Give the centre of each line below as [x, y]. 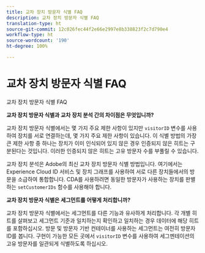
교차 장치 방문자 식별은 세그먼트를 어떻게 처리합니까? [68, 200]
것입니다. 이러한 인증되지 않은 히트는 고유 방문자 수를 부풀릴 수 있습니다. [113, 151]
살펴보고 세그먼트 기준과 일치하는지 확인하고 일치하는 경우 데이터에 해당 [102, 221]
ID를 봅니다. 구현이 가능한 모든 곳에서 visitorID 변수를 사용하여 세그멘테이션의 [100, 236]
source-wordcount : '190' [38, 40]
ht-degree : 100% [27, 47]
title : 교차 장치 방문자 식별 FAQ [44, 12]
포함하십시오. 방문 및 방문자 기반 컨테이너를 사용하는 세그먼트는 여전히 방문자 [104, 228]
